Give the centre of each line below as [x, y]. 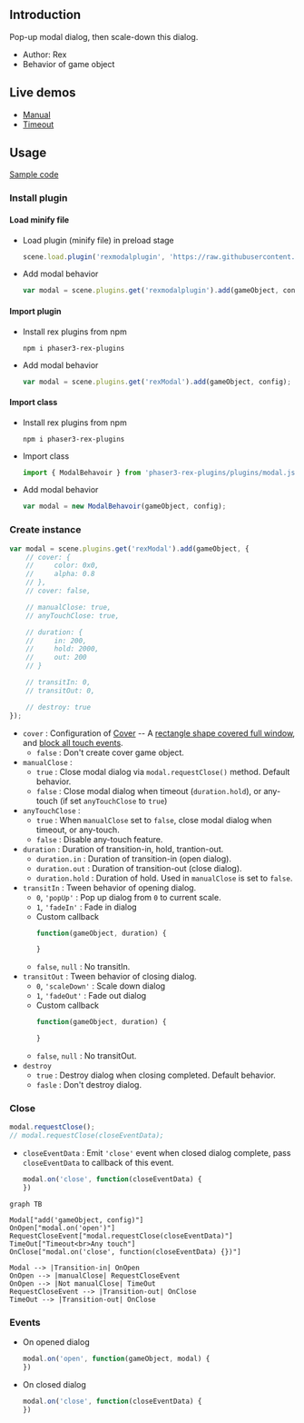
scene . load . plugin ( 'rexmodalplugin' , [94, 257]
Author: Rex [44, 55]
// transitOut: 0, [60, 691]
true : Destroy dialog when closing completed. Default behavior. [156, 1075]
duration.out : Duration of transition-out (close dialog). [139, 868]
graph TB [26, 1204]
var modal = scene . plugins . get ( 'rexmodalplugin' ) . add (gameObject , [151, 291]
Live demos [43, 93]
